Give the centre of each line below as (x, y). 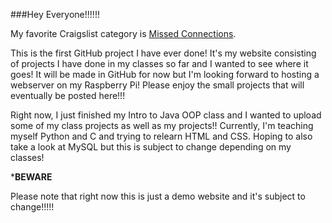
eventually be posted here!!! (68, 95)
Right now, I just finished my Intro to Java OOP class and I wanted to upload (166, 115)
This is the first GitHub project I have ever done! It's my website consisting (163, 53)
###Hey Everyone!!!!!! (55, 14)
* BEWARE (31, 177)
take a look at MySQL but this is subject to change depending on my (151, 147)
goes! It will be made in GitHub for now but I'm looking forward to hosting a (165, 74)
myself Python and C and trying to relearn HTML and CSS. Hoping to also (161, 136)
